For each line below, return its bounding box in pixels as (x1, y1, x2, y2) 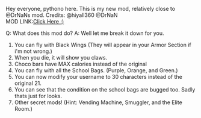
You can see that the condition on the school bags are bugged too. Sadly (14, 86, 196, 93)
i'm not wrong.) (14, 48, 52, 55)
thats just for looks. (14, 93, 63, 99)
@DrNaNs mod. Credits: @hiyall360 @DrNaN (5, 11, 118, 19)
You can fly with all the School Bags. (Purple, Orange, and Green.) (14, 67, 178, 74)
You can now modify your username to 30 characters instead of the (14, 73, 183, 80)
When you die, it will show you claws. (14, 54, 108, 61)
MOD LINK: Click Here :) (5, 18, 64, 25)
